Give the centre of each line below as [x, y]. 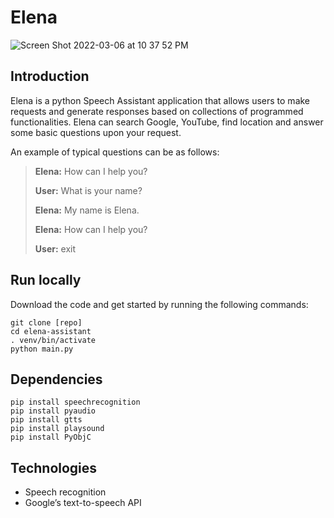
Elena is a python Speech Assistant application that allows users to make [160, 100]
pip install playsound [57, 429]
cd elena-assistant [51, 331]
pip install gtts [46, 420]
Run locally [46, 280]
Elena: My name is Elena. [87, 210]
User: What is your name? [88, 190]
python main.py [42, 349]
